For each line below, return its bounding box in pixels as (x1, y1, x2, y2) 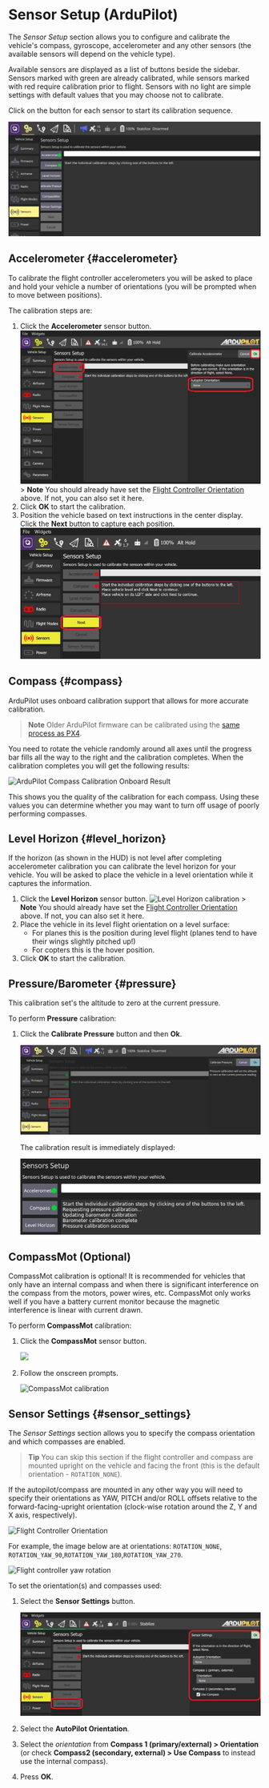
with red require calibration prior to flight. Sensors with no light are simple (8, 82, 251, 91)
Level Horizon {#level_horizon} (8, 832, 167, 845)
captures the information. (8, 879, 92, 888)
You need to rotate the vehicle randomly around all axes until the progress (8, 744, 252, 753)
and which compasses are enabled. (8, 1437, 126, 1446)
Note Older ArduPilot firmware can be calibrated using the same (27, 720, 240, 729)
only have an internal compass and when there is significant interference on (8, 1280, 259, 1289)
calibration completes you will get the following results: (8, 760, 190, 770)
